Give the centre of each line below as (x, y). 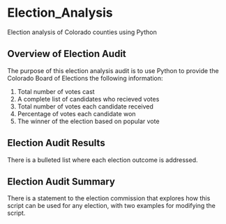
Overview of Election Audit (67, 54)
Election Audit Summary (61, 181)
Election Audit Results (56, 143)
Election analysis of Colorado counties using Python (82, 32)
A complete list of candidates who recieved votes (88, 99)
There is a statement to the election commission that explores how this (109, 198)
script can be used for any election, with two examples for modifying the (112, 206)
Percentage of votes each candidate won (76, 113)
